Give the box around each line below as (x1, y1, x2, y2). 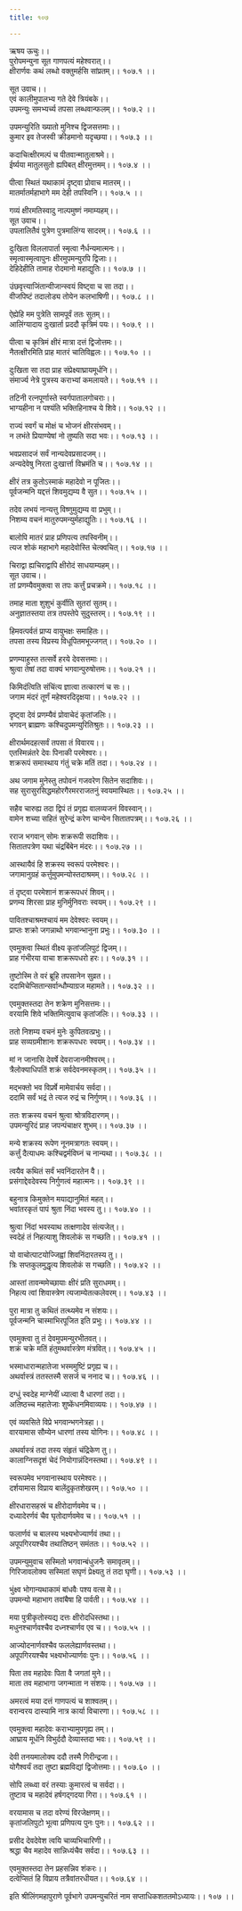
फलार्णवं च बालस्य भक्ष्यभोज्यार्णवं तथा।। (9, 1528, 122, 1539)
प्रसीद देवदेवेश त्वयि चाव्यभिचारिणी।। (9, 1835, 112, 1846)
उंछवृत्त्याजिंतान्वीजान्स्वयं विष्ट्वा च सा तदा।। (9, 280, 135, 291)
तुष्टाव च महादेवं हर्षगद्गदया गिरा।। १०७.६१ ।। (9, 1789, 148, 1799)
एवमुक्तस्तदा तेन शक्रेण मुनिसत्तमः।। (9, 998, 111, 1009)
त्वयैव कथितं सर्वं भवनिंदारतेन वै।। (9, 1166, 106, 1176)
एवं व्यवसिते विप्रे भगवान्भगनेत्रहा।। (9, 1417, 105, 1427)
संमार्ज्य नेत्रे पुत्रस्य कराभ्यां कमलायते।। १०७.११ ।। (9, 374, 158, 385)
